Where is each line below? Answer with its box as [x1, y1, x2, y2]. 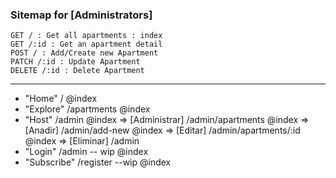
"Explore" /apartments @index [24, 103, 151, 115]
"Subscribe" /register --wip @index [24, 156, 172, 168]
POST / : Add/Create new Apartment [10, 48, 159, 58]
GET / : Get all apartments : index [10, 31, 163, 41]
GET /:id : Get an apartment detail [10, 39, 163, 50]
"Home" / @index [24, 93, 98, 105]
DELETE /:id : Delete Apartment [10, 66, 145, 76]
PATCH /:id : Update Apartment [10, 57, 141, 67]
